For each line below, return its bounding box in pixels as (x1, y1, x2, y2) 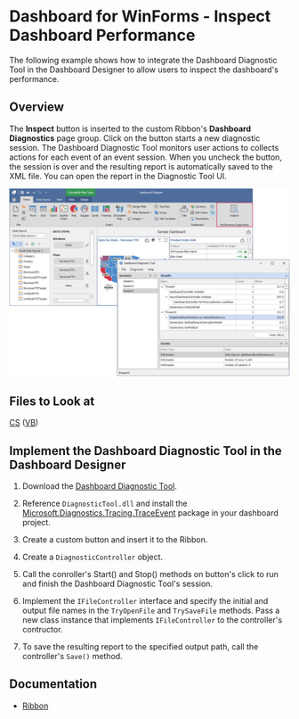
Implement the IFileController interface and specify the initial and (21, 596, 269, 607)
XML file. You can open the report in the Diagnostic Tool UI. (9, 170, 227, 181)
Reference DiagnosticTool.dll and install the (21, 498, 189, 509)
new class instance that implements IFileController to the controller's (21, 615, 283, 625)
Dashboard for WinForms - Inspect (9, 6, 271, 27)
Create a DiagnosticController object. (21, 551, 163, 563)
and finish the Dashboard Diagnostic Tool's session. (21, 578, 214, 590)
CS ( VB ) (9, 417, 39, 428)
